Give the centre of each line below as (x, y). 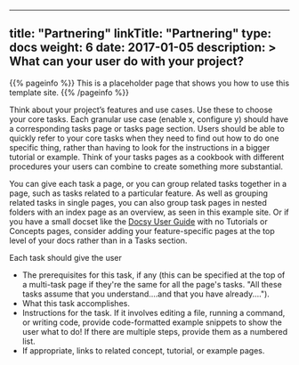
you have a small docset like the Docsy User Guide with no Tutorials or (139, 221)
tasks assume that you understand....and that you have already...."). (145, 294)
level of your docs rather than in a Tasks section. (98, 240)
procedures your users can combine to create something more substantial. (146, 166)
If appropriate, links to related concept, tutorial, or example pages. (143, 350)
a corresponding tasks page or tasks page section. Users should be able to (147, 128)
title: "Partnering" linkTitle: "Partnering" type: (141, 33)
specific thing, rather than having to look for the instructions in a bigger (140, 147)
